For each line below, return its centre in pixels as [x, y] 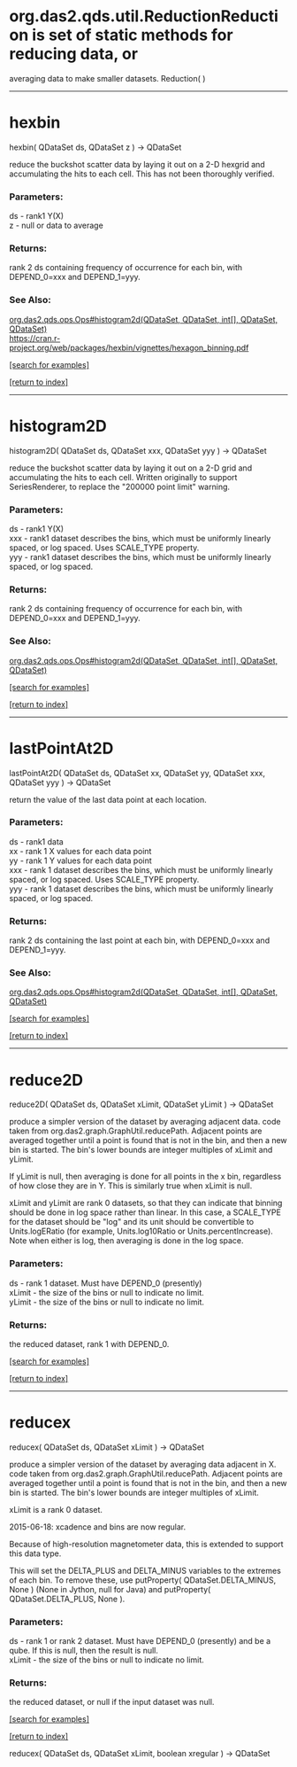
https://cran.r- [35, 338]
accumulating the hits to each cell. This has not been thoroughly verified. [142, 174]
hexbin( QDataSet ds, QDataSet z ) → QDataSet [95, 147]
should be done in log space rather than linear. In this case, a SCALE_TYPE [145, 1212]
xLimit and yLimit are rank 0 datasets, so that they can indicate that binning [146, 1203]
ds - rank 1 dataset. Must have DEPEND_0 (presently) [106, 1283]
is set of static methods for [133, 35]
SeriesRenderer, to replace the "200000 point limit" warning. [120, 487]
